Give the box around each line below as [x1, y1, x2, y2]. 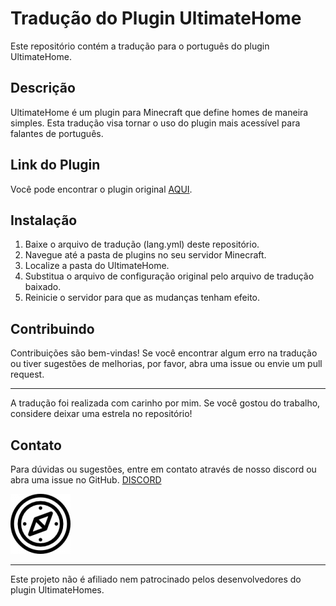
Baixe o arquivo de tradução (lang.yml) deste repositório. [24, 238, 260, 251]
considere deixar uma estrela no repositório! [10, 408, 193, 420]
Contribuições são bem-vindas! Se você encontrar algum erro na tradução [10, 347, 318, 359]
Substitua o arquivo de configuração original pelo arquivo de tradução [24, 270, 315, 282]
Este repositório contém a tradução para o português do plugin [10, 40, 270, 52]
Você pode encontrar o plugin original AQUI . [10, 183, 193, 195]
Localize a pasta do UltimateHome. [24, 260, 170, 272]
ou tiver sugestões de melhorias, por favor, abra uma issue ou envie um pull [10, 358, 323, 370]
